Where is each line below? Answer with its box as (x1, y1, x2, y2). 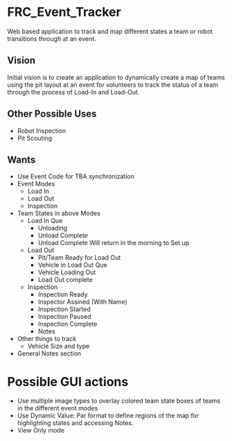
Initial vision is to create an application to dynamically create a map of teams (7, 73, 225, 81)
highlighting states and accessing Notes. (17, 419, 134, 427)
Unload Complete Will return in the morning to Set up (37, 239, 190, 247)
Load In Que (27, 217, 63, 225)
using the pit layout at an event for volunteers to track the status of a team (7, 81, 219, 89)
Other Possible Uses (7, 108, 97, 120)
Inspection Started (37, 305, 91, 313)
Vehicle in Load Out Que (37, 261, 107, 269)
